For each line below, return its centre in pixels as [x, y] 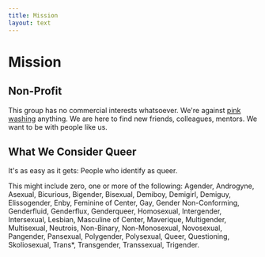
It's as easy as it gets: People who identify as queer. [93, 171]
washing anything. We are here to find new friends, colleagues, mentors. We [133, 119]
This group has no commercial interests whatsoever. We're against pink [125, 110]
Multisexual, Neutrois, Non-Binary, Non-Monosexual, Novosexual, [115, 228]
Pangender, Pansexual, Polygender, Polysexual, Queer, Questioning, [119, 236]
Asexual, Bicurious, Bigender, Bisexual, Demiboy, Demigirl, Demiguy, [119, 195]
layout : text [30, 23]
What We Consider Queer [72, 151]
